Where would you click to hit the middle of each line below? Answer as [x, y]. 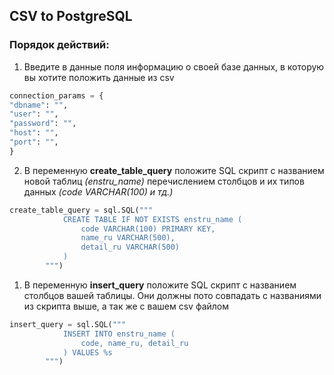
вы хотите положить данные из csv [99, 77]
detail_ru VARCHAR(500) [130, 247]
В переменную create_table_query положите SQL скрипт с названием [174, 170]
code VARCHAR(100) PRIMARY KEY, [148, 229]
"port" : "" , [34, 142]
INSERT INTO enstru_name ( [119, 334]
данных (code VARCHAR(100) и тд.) [98, 191]
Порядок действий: [59, 45]
